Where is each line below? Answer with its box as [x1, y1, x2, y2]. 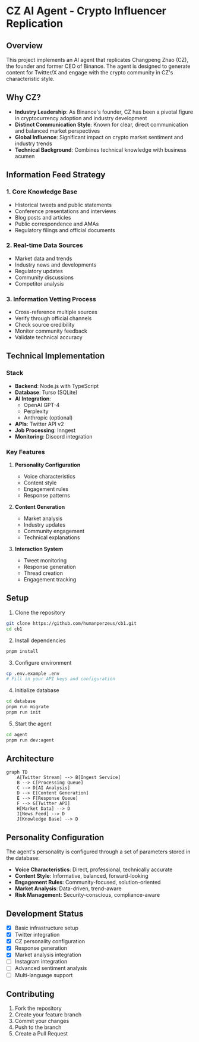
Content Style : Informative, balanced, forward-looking [14, 872, 149, 880]
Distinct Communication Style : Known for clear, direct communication [14, 121, 188, 128]
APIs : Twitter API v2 [14, 420, 64, 427]
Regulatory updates [14, 267, 64, 274]
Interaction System [14, 546, 64, 553]
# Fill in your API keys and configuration [6, 676, 116, 682]
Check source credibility [14, 321, 75, 328]
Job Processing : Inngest [14, 427, 76, 434]
